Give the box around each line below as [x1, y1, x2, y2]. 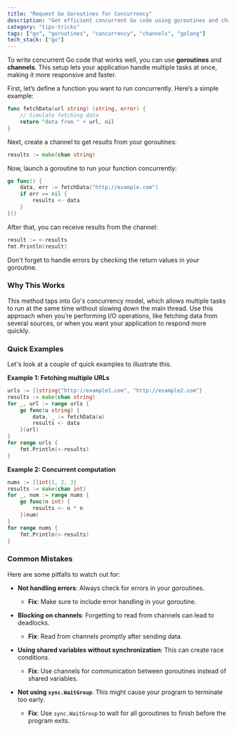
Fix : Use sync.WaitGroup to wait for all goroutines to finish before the [27, 709, 226, 717]
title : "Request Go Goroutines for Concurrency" [7, 10, 152, 18]
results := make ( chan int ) [7, 485, 86, 492]
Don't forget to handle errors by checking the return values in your [7, 256, 199, 264]
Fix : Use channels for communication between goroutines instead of [27, 667, 227, 675]
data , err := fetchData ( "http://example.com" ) [20, 184, 159, 191]
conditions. [17, 653, 51, 661]
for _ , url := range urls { [7, 400, 90, 407]
